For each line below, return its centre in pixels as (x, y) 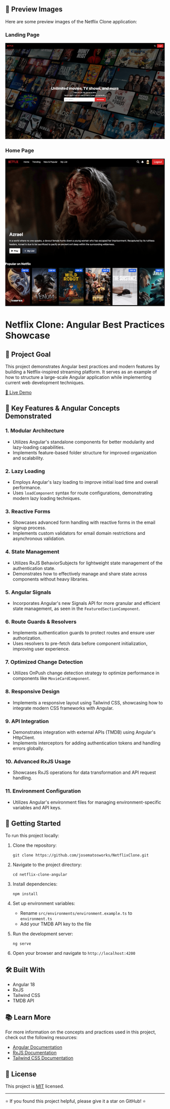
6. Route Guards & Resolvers (41, 622)
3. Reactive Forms (28, 511)
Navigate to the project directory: (47, 865)
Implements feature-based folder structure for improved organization (84, 452)
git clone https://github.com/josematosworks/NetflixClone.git (81, 855)
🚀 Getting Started (33, 824)
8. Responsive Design (32, 692)
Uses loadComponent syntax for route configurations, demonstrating (82, 493)
